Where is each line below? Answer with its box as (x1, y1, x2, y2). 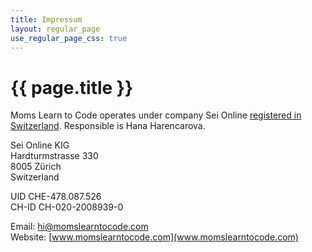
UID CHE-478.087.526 (10, 191, 102, 203)
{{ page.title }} (10, 76, 134, 99)
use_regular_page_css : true (10, 33, 128, 43)
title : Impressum (10, 14, 83, 25)
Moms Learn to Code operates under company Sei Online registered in (10, 109, 302, 121)
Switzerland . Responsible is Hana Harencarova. (10, 120, 206, 132)
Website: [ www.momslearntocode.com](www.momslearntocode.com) (10, 231, 299, 243)
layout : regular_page (10, 24, 101, 34)
